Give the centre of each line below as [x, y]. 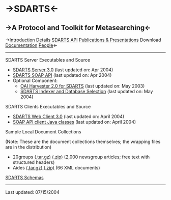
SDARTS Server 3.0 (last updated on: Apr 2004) [63, 70]
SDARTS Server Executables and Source [48, 60]
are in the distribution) [28, 147]
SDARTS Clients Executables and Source [48, 107]
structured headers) [34, 162]
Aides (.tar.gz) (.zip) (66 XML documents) [56, 168]
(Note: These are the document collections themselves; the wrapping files [83, 141]
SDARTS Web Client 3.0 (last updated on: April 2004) [68, 117]
